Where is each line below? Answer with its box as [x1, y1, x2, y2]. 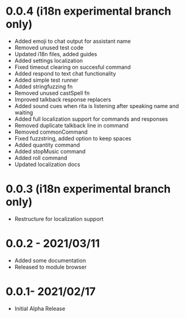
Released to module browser [14, 263, 87, 270]
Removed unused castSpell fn [14, 89, 90, 96]
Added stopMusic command [14, 148, 86, 155]
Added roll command [14, 154, 68, 161]
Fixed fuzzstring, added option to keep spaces [14, 134, 131, 142]
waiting [14, 109, 33, 116]
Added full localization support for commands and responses [14, 115, 169, 123]
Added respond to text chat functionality [14, 70, 116, 77]
